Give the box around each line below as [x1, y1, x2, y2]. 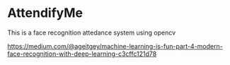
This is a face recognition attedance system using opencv [7, 28, 176, 37]
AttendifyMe [7, 5, 84, 21]
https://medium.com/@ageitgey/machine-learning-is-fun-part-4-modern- [7, 42, 223, 50]
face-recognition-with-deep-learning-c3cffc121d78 [7, 49, 157, 58]
